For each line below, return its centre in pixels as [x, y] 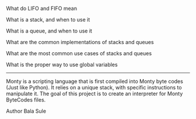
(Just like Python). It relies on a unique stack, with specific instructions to [94, 87]
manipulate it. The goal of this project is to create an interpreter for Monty [94, 93]
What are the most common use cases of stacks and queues [79, 53]
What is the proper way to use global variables [62, 64]
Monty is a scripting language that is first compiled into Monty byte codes [95, 81]
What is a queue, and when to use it [49, 31]
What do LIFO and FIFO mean [42, 8]
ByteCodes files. [26, 100]
